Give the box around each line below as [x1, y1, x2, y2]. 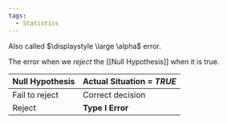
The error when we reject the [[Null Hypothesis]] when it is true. [8, 57, 220, 66]
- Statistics [15, 19, 59, 27]
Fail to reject [12, 89, 59, 100]
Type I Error [83, 102, 129, 113]
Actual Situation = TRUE [83, 75, 176, 86]
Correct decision [83, 89, 146, 100]
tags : [8, 11, 26, 20]
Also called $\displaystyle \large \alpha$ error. [8, 41, 162, 50]
